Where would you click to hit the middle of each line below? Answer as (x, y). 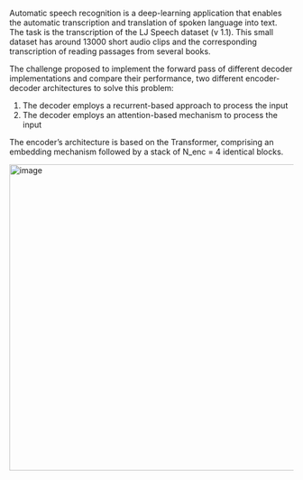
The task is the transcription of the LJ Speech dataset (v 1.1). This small (141, 32)
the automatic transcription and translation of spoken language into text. (143, 23)
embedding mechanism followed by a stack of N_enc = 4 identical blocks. (147, 152)
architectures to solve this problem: (108, 88)
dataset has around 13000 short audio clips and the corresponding (133, 42)
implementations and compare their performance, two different (126, 78)
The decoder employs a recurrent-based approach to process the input (155, 106)
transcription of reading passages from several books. (110, 51)
